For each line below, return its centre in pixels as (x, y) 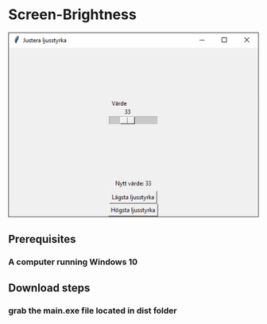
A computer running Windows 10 (73, 262)
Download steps (49, 288)
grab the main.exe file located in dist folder (93, 310)
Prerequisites (42, 239)
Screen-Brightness (72, 15)
